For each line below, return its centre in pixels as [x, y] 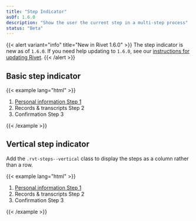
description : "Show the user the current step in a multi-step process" [97, 22]
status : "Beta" [25, 28]
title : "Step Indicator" [36, 12]
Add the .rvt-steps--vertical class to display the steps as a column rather [98, 158]
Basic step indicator [44, 76]
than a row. [20, 165]
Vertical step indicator [48, 144]
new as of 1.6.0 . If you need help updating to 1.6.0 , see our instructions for [98, 51]
